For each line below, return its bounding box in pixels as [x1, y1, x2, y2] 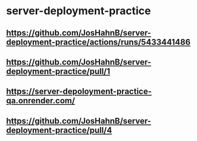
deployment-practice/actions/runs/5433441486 [6, 37, 191, 47]
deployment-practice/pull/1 [6, 66, 111, 76]
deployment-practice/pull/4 [6, 125, 112, 135]
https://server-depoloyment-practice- [6, 86, 152, 97]
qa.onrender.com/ [6, 96, 76, 106]
